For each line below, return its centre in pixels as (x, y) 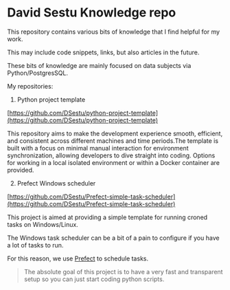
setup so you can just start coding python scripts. (94, 279)
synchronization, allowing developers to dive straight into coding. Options (111, 155)
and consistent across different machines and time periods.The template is (113, 141)
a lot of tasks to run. (35, 245)
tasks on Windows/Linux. (43, 224)
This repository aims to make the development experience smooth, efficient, (115, 133)
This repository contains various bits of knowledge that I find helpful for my (114, 32)
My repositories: (30, 86)
